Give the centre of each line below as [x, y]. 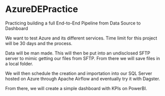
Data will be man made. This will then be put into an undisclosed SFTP [78, 53]
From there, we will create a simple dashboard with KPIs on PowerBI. [76, 88]
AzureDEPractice [42, 9]
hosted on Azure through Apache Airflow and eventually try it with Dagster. [83, 78]
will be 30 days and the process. [39, 43]
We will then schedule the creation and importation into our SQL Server [79, 73]
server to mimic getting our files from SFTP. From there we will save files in [83, 58]
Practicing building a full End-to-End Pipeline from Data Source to [73, 23]
